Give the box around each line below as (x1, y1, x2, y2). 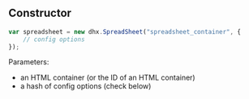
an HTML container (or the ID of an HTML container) (19, 72, 196, 83)
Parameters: (8, 57, 49, 67)
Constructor (8, 6, 71, 20)
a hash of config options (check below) (19, 81, 152, 91)
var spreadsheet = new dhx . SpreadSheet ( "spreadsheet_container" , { (8, 27, 242, 35)
